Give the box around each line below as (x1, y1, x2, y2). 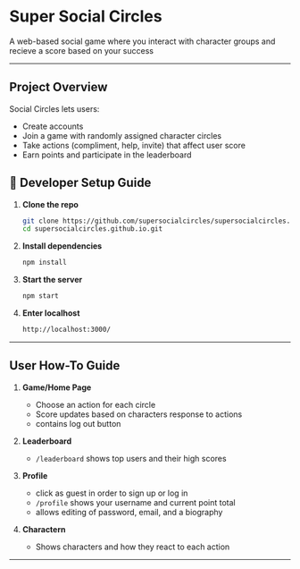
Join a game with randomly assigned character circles (21, 130, 221, 140)
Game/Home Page (21, 382, 92, 393)
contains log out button (35, 418, 121, 429)
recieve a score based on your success (9, 45, 154, 55)
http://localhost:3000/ (21, 325, 112, 335)
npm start (21, 292, 60, 301)
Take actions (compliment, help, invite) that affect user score (21, 140, 246, 150)
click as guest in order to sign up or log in (35, 488, 188, 498)
